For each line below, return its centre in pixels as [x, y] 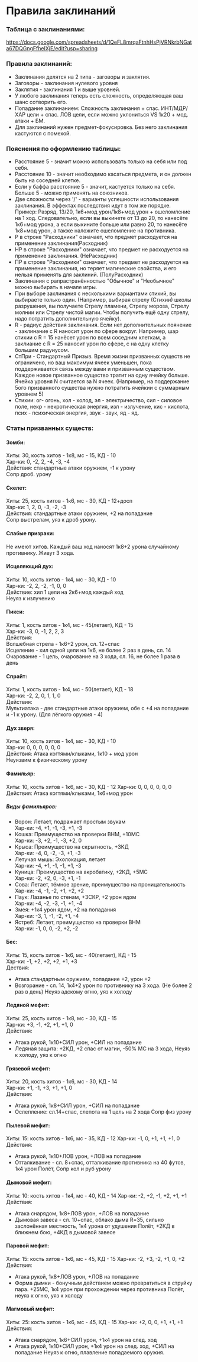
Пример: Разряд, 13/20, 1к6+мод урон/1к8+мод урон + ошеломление [103, 212]
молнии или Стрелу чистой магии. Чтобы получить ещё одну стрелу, [102, 312]
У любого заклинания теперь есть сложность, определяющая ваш [99, 95]
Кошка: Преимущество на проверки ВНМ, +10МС [77, 834]
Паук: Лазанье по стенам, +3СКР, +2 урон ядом [75, 897]
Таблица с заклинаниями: [46, 30]
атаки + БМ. [30, 121]
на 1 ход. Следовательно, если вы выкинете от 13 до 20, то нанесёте [101, 218]
